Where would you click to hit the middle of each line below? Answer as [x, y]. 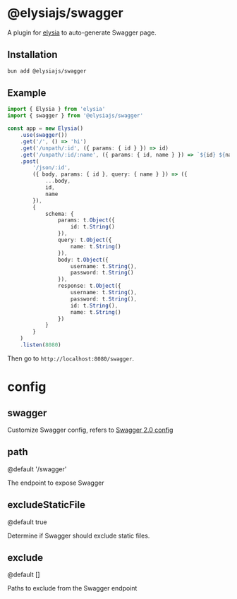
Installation [32, 55]
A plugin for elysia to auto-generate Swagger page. [82, 32]
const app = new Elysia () [45, 128]
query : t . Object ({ [85, 240]
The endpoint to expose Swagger [56, 483]
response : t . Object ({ [89, 286]
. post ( [30, 161]
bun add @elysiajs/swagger [47, 71]
